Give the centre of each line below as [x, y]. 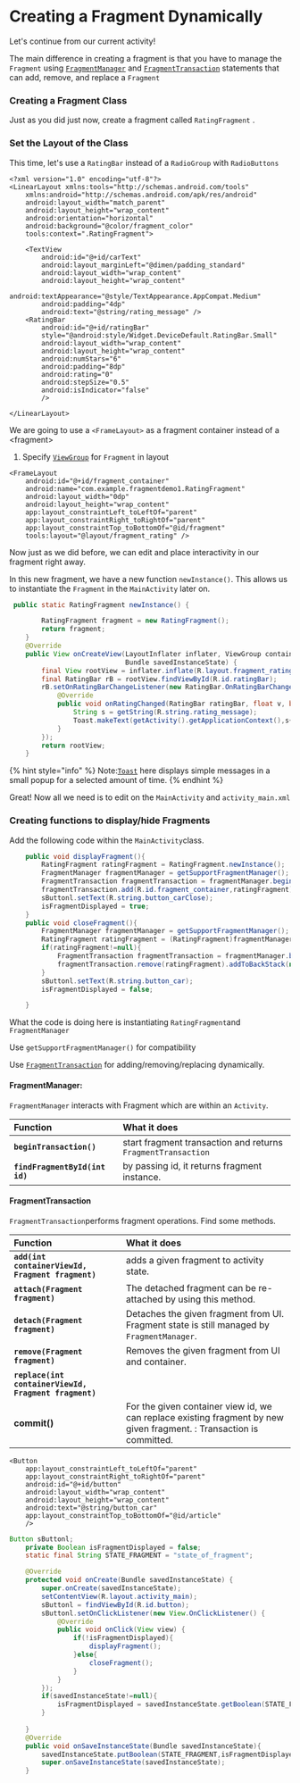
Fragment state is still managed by [197, 1325]
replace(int [39, 1375]
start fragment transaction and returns [203, 1142]
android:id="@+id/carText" [92, 257]
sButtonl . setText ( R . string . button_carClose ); [128, 898]
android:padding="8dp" [83, 367]
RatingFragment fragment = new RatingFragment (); [135, 621]
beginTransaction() [55, 1146]
